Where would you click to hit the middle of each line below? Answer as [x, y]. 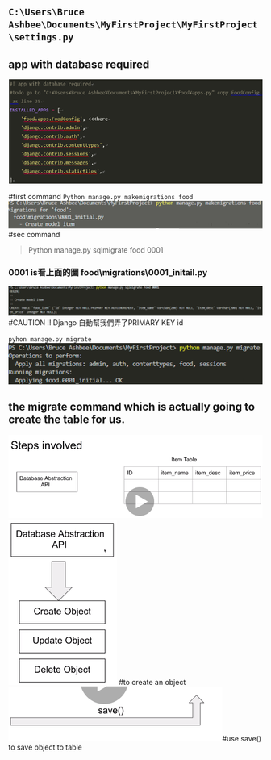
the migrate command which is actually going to [132, 407]
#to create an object [152, 682]
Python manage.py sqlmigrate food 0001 [96, 250]
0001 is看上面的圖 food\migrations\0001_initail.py [108, 272]
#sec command [34, 234]
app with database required [79, 64]
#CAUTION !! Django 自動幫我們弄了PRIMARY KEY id [96, 323]
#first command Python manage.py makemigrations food [101, 197]
